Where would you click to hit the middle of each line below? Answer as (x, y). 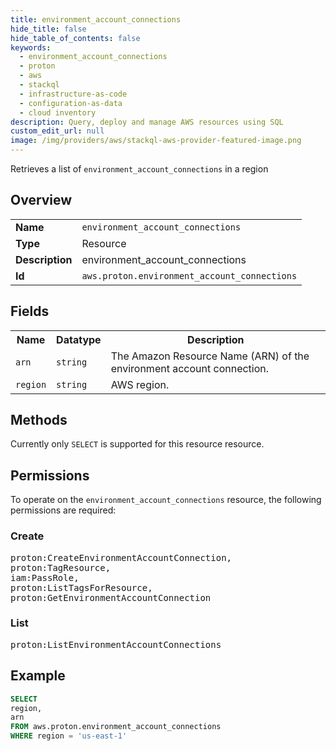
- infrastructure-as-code (73, 94)
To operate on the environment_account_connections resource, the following (166, 500)
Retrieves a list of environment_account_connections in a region (139, 169)
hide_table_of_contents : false (75, 38)
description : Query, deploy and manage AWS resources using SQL (147, 122)
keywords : (31, 47)
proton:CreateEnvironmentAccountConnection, (121, 557)
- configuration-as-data (71, 103)
